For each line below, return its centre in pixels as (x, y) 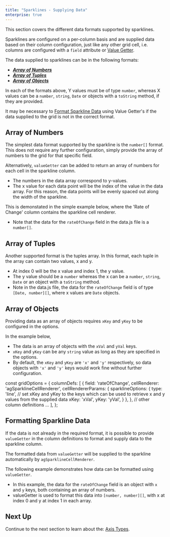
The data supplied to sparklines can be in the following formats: (72, 60)
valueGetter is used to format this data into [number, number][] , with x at (89, 495)
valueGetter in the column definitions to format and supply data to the (79, 438)
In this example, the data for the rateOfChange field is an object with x (85, 484)
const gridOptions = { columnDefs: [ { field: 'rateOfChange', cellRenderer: (82, 383)
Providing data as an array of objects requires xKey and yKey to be (74, 321)
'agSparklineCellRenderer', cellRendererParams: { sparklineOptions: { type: (84, 388)
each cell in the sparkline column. (40, 171)
